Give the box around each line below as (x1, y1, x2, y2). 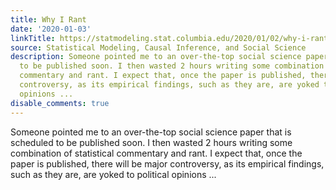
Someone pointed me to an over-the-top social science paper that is (10, 126, 292, 138)
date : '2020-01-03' (10, 24, 92, 34)
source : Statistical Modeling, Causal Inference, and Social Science (10, 42, 307, 53)
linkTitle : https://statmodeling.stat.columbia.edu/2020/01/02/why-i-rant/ (10, 33, 333, 43)
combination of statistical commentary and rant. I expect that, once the (10, 147, 303, 159)
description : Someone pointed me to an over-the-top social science (10, 52, 302, 62)
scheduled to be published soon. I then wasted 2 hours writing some (10, 136, 293, 148)
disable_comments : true (10, 98, 110, 108)
